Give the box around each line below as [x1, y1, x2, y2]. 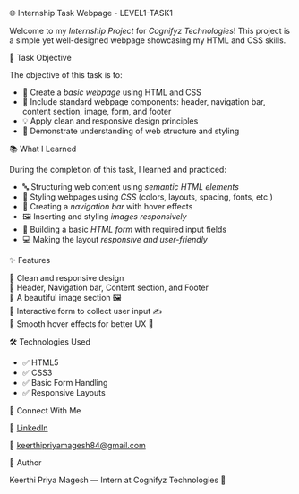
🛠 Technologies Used [9, 336, 91, 347]
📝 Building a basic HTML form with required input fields [21, 224, 226, 234]
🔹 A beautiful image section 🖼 [9, 293, 123, 302]
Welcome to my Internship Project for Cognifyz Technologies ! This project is [9, 26, 291, 36]
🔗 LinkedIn [9, 422, 48, 433]
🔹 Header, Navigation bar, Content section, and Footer [9, 282, 209, 293]
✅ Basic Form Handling [21, 378, 108, 388]
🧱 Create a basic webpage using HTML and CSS [21, 87, 201, 98]
